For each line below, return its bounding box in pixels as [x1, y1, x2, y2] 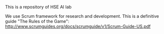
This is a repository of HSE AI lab [5, 4, 72, 10]
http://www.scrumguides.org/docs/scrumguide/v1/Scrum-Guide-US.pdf [5, 23, 151, 29]
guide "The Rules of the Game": [5, 19, 70, 24]
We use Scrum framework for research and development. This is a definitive [5, 13, 159, 19]
